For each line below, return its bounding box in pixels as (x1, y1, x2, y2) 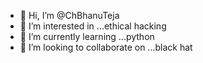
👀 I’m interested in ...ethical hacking (19, 20, 167, 32)
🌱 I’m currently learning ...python (19, 31, 155, 42)
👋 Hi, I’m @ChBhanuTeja (19, 10, 120, 21)
